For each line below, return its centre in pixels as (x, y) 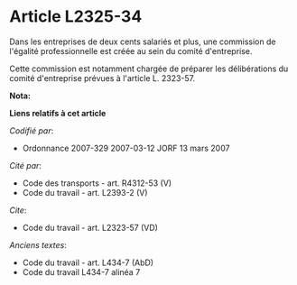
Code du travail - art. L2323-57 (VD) (90, 227)
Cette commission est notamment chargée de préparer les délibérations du (149, 69)
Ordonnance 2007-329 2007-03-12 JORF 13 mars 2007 (126, 148)
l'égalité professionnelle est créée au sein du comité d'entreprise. (131, 51)
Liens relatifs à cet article (58, 113)
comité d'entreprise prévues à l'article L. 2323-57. (102, 78)
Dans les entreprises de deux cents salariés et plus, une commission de (143, 41)
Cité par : (26, 165)
